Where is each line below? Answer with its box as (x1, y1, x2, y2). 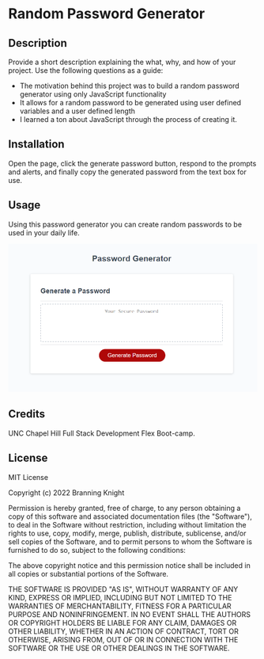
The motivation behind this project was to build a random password (19, 81, 239, 90)
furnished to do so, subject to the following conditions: (8, 545, 186, 554)
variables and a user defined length (19, 106, 136, 116)
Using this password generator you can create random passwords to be (8, 219, 243, 229)
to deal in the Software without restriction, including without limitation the (8, 520, 247, 529)
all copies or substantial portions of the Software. (8, 569, 168, 578)
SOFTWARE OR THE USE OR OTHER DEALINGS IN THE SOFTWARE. (8, 643, 230, 653)
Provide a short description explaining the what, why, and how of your (8, 57, 236, 67)
